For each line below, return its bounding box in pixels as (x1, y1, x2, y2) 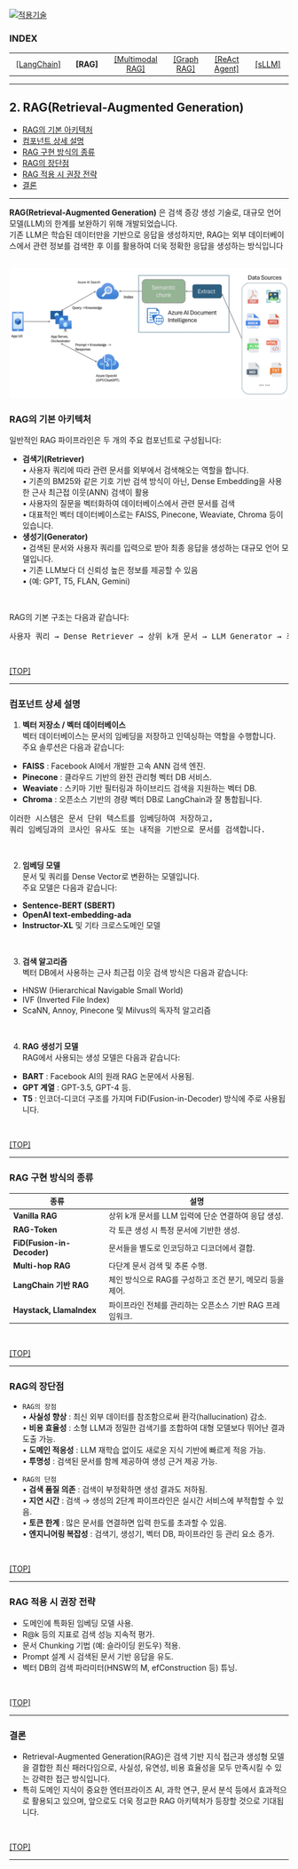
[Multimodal (114, 54, 158, 65)
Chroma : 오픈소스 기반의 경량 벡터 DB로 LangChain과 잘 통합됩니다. (21, 794, 263, 805)
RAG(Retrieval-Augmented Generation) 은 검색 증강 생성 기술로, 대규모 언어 (9, 207, 282, 218)
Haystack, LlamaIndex (12, 1305, 98, 1316)
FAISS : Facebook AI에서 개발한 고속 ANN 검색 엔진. (21, 760, 206, 772)
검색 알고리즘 (21, 956, 68, 967)
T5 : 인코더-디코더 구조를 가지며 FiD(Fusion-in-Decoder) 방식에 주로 (21, 1094, 263, 1104)
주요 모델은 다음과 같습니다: (21, 882, 118, 893)
